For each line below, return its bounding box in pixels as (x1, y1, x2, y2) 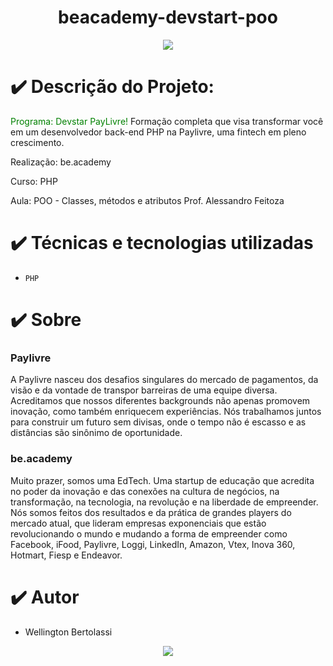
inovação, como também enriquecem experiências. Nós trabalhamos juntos (10, 406, 322, 418)
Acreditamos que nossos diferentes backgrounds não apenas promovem (10, 395, 311, 407)
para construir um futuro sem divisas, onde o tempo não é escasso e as (10, 416, 307, 428)
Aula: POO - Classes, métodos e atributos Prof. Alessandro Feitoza (10, 194, 285, 206)
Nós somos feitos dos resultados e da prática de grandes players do (10, 506, 292, 518)
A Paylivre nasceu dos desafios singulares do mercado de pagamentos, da (10, 374, 319, 386)
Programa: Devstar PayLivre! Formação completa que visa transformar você (10, 115, 324, 127)
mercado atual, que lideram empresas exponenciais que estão (10, 517, 267, 529)
